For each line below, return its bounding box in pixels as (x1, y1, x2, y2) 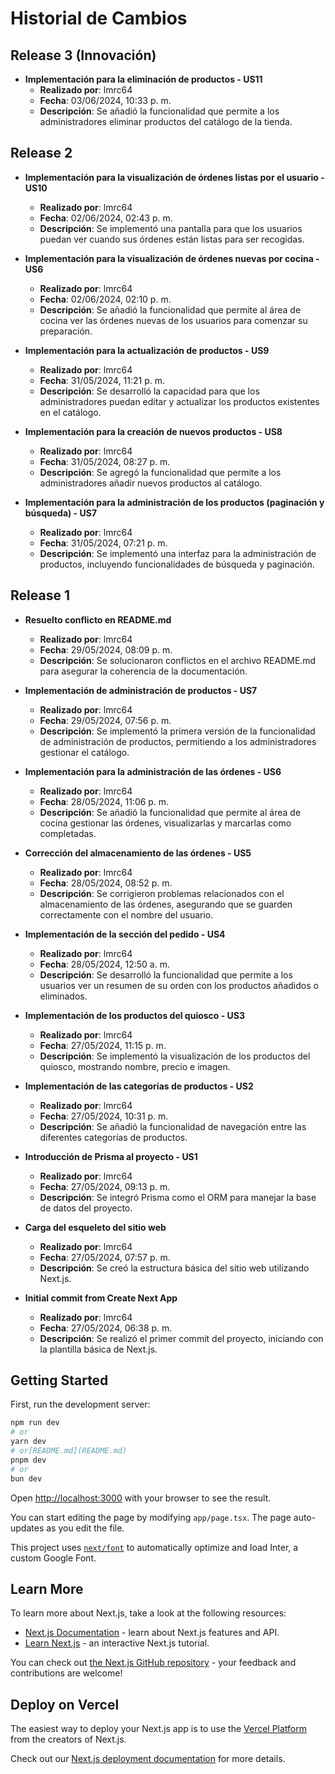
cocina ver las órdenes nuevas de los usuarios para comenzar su (39, 314, 308, 326)
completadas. (39, 827, 97, 839)
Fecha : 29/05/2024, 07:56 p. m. (39, 714, 172, 726)
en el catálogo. (39, 406, 102, 418)
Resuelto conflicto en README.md (24, 613, 172, 626)
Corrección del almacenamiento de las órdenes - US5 (24, 847, 252, 859)
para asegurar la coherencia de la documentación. (39, 665, 248, 677)
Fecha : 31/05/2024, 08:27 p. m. (39, 455, 171, 467)
